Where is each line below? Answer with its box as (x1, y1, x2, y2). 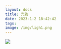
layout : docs (5, 7, 32, 12)
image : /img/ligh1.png (5, 25, 52, 30)
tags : (5, 21, 16, 26)
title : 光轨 (5, 12, 28, 17)
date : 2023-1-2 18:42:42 (5, 16, 57, 21)
